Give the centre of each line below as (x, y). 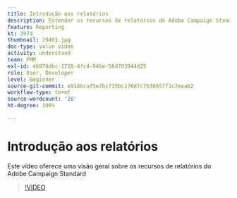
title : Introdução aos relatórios (58, 14)
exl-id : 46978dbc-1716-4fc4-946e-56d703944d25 (77, 66)
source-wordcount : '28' (42, 99)
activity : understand (39, 54)
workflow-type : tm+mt (39, 92)
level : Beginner (31, 79)
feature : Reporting (36, 27)
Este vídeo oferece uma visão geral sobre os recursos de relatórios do (109, 166)
